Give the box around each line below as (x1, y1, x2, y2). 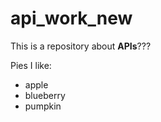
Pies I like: (10, 59, 52, 71)
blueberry (24, 89, 66, 101)
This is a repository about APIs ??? (10, 40, 152, 52)
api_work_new (10, 7, 133, 30)
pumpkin (24, 100, 62, 112)
